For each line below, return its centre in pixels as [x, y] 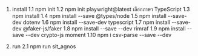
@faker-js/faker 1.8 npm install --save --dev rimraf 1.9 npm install [104, 29]
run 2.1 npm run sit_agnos [44, 46]
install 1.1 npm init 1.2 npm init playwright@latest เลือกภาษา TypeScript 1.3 [101, 9]
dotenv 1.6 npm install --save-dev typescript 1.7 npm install [97, 22]
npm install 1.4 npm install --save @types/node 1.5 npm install [89, 16]
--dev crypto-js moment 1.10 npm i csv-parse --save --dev [98, 35]
